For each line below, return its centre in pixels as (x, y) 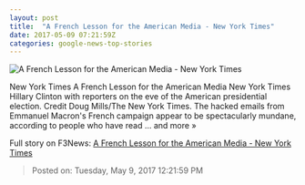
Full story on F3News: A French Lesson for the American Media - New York (150, 143)
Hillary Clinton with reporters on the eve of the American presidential (138, 97)
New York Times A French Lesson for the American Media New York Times (150, 87)
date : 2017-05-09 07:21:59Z (63, 35)
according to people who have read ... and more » (103, 126)
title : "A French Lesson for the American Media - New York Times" (142, 26)
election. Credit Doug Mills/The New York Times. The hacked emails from (147, 107)
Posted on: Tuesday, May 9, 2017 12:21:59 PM (117, 170)
